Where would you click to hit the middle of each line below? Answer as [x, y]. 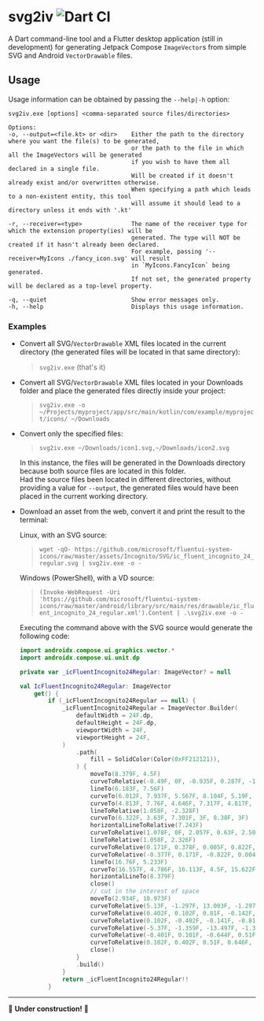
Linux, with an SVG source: [63, 535]
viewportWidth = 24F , [111, 730]
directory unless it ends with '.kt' [70, 210]
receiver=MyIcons [37, 258]
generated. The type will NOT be [186, 238]
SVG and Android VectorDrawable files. [70, 55]
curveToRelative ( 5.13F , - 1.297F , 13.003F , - [164, 906]
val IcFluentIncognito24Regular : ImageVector [95, 686]
